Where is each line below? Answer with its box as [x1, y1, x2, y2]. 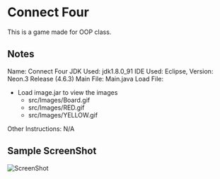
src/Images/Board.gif [28, 96, 91, 104]
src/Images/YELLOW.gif [28, 110, 98, 119]
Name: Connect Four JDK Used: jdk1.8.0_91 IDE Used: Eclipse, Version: [7, 67, 214, 75]
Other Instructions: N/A [7, 125, 75, 133]
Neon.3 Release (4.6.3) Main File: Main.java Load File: [7, 74, 164, 83]
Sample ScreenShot [7, 145, 97, 157]
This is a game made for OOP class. [7, 28, 112, 36]
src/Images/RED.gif [28, 103, 85, 112]
